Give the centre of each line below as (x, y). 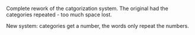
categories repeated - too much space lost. (59, 15)
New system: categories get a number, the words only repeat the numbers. (98, 26)
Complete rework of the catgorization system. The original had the (87, 8)
